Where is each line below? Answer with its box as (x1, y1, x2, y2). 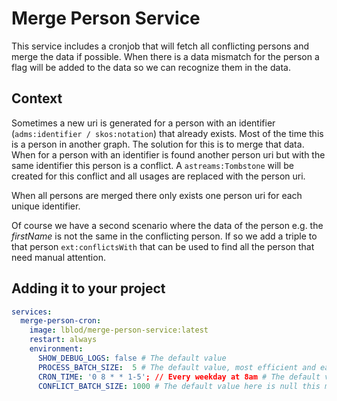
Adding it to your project (11, 280, 166, 297)
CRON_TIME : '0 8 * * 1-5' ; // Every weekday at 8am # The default (37, 372, 321, 382)
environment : (29, 344, 84, 354)
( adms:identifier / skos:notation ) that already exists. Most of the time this (11, 127, 324, 139)
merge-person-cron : (20, 316, 102, 326)
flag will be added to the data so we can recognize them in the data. (11, 61, 291, 73)
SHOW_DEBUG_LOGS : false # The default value (37, 353, 227, 363)
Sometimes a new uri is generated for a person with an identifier (11, 117, 276, 129)
